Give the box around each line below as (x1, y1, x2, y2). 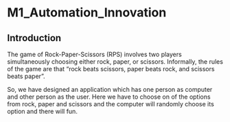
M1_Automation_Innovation (7, 5, 167, 21)
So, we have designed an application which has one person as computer (7, 86, 213, 93)
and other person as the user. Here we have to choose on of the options (7, 93, 211, 101)
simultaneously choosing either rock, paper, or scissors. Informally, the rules (7, 58, 223, 66)
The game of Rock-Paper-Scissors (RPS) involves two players (7, 50, 182, 58)
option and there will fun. (7, 108, 78, 115)
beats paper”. (7, 72, 46, 80)
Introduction (7, 32, 62, 44)
